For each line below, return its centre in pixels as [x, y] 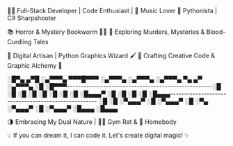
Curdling [19, 42]
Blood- [216, 32]
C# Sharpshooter [32, 18]
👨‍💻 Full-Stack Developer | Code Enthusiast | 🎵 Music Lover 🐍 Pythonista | [112, 11]
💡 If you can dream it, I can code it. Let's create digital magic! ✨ [98, 135]
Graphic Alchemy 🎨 [35, 65]
